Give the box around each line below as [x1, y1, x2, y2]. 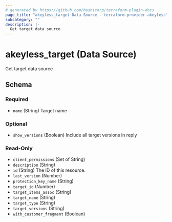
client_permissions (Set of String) [12, 156, 85, 163]
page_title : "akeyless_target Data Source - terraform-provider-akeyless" [5, 12, 168, 17]
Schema [5, 80, 32, 89]
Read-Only [5, 145, 33, 152]
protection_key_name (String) [12, 178, 74, 185]
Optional [5, 120, 27, 127]
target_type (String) [12, 200, 55, 206]
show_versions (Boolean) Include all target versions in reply [12, 132, 137, 138]
